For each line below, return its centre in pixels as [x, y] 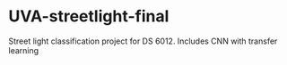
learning [24, 50]
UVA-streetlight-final [89, 16]
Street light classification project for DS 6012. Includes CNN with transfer [143, 41]
